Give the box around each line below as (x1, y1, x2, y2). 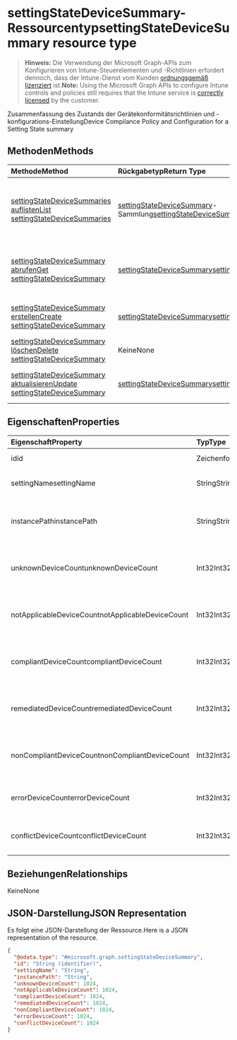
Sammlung (117, 209, 154, 218)
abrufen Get (11, 264, 49, 274)
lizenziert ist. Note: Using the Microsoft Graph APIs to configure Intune (24, 81, 229, 89)
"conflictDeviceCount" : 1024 (13, 1019, 99, 1027)
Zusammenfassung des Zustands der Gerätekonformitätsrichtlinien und (7, 110, 215, 118)
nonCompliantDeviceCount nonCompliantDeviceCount (11, 750, 190, 760)
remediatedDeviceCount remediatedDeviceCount (11, 703, 173, 713)
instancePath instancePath (11, 516, 97, 526)
